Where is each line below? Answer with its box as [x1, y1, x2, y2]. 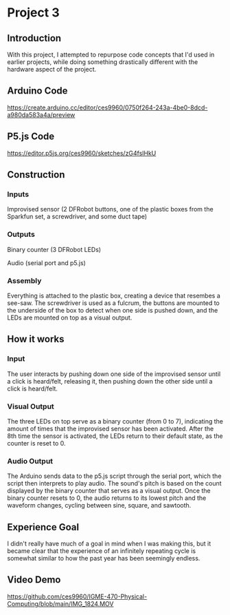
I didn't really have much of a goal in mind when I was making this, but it [7, 539, 211, 548]
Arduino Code [7, 85, 68, 97]
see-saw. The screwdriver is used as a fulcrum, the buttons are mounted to [7, 298, 220, 307]
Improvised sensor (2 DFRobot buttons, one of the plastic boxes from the [7, 205, 214, 213]
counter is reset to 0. [7, 439, 67, 447]
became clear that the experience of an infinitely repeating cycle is [7, 547, 196, 555]
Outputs [7, 229, 36, 239]
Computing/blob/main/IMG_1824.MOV [7, 599, 114, 607]
